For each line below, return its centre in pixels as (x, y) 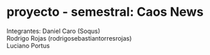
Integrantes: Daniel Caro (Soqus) (53, 31)
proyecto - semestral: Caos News (105, 12)
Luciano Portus (28, 45)
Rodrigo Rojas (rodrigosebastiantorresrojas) (69, 38)
